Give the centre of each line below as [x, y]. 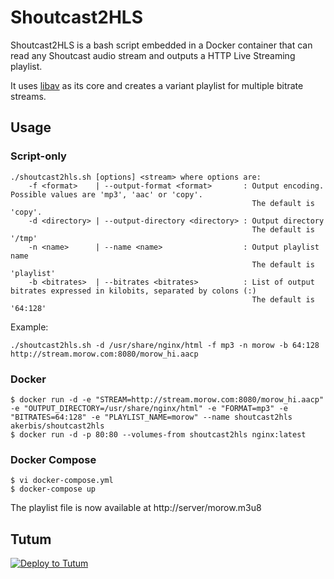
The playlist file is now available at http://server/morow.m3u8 [136, 508]
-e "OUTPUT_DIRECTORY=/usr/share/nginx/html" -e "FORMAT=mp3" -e [149, 408]
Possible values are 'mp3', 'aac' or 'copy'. [106, 194]
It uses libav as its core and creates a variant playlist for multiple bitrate [157, 85]
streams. [28, 96]
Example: [29, 327]
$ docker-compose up [53, 489]
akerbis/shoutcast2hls [57, 426]
